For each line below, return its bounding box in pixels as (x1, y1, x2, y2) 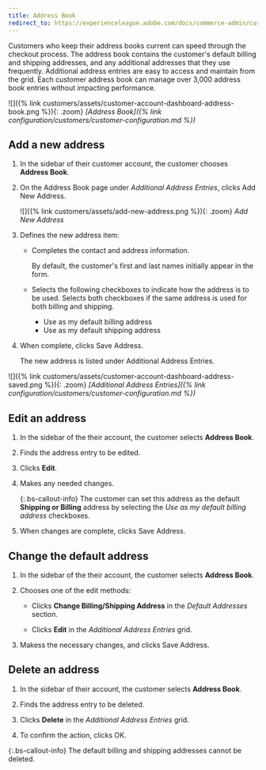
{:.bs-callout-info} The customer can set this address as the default (19, 494, 240, 504)
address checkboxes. (19, 511, 91, 520)
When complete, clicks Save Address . (19, 341, 144, 351)
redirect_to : (8, 19, 51, 27)
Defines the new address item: (19, 231, 120, 240)
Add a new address (8, 138, 105, 151)
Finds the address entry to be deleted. (19, 699, 145, 709)
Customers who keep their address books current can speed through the (8, 40, 247, 50)
